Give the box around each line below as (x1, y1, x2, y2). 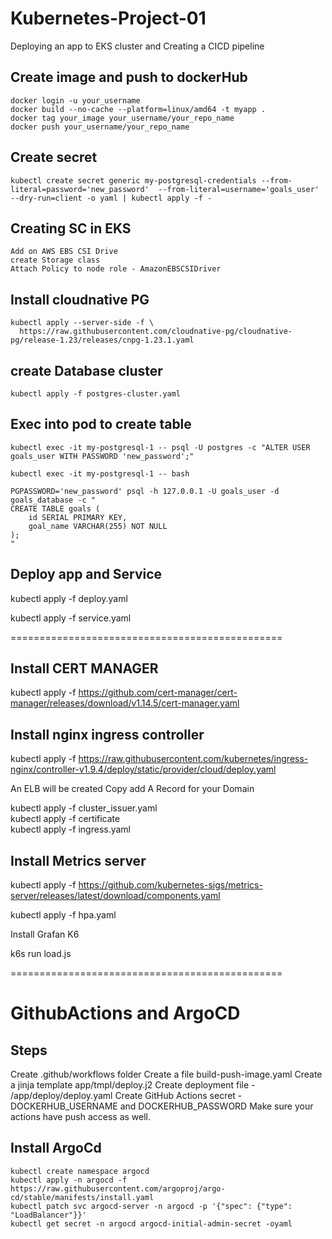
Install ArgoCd (10, 1140, 102, 1157)
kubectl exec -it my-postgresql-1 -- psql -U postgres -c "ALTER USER (10, 442, 311, 452)
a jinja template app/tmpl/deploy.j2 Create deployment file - (10, 1079, 256, 1091)
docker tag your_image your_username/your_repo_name (10, 113, 235, 123)
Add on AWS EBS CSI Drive (10, 247, 118, 257)
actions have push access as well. (10, 1111, 152, 1123)
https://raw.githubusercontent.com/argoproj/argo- (10, 1183, 226, 1194)
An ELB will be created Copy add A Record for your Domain (10, 783, 255, 795)
